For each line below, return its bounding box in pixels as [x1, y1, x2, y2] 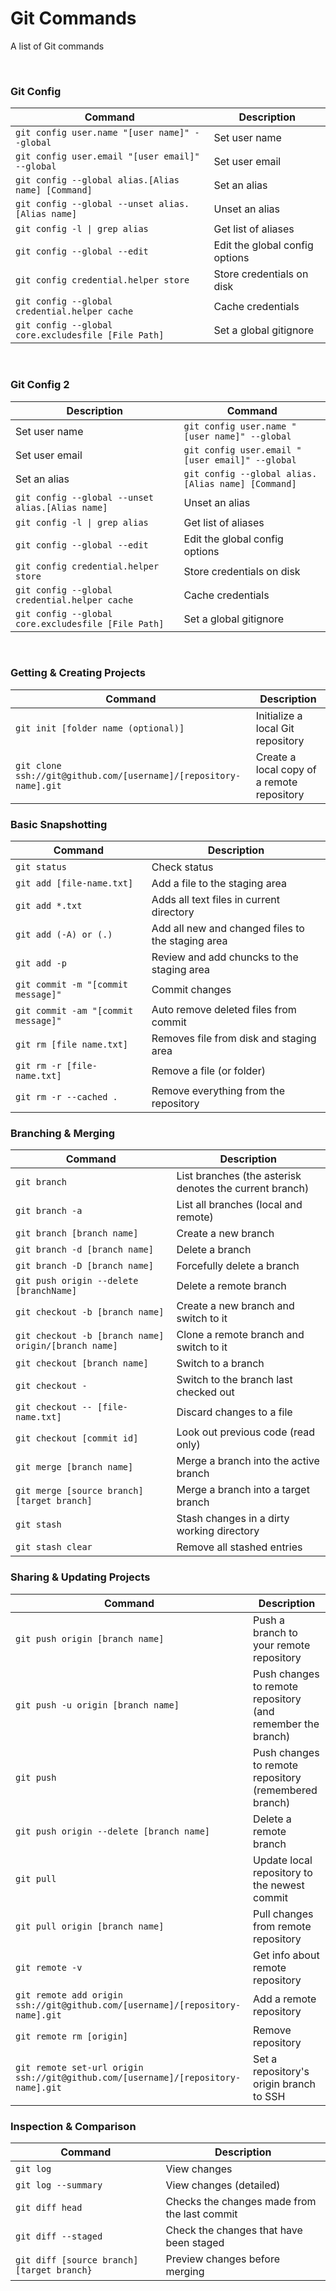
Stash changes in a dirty [176, 1512, 290, 1526]
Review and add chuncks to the [151, 950, 299, 964]
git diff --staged [15, 2231, 103, 2242]
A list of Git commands [10, 40, 105, 52]
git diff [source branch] [15, 2255, 139, 2266]
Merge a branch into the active [176, 1454, 320, 1468]
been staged [165, 2236, 225, 2250]
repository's [253, 2064, 310, 2078]
